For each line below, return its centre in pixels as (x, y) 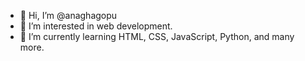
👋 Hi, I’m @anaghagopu (68, 15)
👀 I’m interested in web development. (96, 26)
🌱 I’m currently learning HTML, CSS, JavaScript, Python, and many (157, 36)
